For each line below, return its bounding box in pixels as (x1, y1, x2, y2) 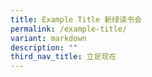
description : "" (10, 42, 78, 53)
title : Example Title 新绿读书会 (10, 14, 142, 25)
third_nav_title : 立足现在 (10, 52, 117, 62)
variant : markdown (10, 33, 87, 43)
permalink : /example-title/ (10, 24, 128, 34)
